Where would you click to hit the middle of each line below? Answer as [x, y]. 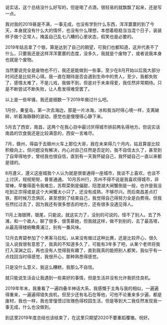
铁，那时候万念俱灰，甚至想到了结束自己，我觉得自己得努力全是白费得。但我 [83, 198]
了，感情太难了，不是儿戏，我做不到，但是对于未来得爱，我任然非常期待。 [81, 83]
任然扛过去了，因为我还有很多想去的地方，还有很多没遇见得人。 [70, 204]
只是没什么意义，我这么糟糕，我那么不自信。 [51, 267]
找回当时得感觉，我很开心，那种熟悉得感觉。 [55, 256]
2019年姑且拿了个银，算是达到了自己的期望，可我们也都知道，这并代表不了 [82, 47]
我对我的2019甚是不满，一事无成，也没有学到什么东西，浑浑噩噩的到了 [78, 24]
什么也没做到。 [38, 307]
